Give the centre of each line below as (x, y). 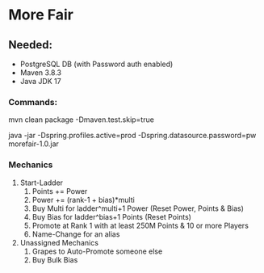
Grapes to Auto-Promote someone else (97, 251)
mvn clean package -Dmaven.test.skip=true (82, 120)
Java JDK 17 (41, 81)
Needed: (31, 45)
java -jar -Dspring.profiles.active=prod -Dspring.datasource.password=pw (132, 136)
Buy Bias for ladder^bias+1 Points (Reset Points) (112, 216)
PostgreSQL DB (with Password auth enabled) (96, 64)
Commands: (33, 102)
